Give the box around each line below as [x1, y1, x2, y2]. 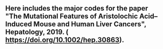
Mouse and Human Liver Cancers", [33, 20, 147, 29]
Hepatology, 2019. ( [5, 28, 69, 36]
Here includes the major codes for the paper [5, 4, 149, 13]
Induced [5, 20, 32, 29]
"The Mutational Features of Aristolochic [5, 12, 139, 21]
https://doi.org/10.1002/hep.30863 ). [5, 36, 125, 44]
